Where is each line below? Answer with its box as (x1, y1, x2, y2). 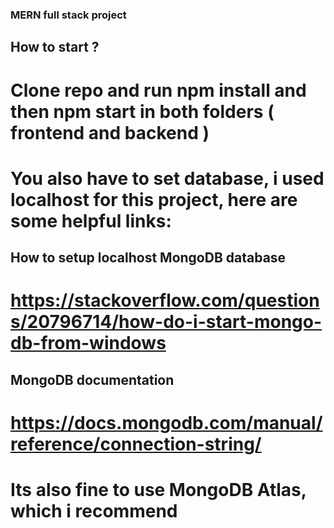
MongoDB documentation (10, 371, 175, 388)
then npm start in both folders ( (10, 100, 275, 123)
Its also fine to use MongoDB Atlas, (10, 479, 307, 502)
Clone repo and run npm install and (10, 79, 307, 102)
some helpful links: (10, 209, 172, 232)
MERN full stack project (10, 8, 127, 22)
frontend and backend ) (10, 121, 210, 144)
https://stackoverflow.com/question (10, 289, 320, 312)
